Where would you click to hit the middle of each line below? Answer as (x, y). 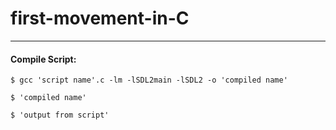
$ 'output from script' (60, 115)
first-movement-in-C (100, 18)
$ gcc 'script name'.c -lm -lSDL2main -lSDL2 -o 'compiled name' (149, 80)
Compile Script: (43, 59)
